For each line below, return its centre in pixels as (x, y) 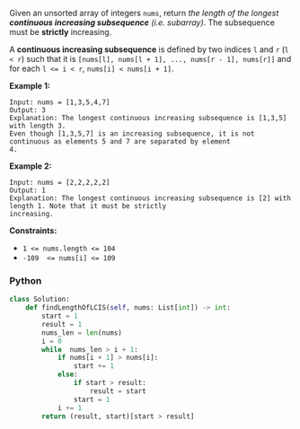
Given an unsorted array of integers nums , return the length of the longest (144, 13)
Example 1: (30, 86)
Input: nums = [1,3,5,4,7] (60, 102)
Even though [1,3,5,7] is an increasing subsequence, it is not (132, 134)
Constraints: (33, 231)
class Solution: (40, 300)
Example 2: (31, 166)
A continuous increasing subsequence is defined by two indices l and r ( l (149, 49)
